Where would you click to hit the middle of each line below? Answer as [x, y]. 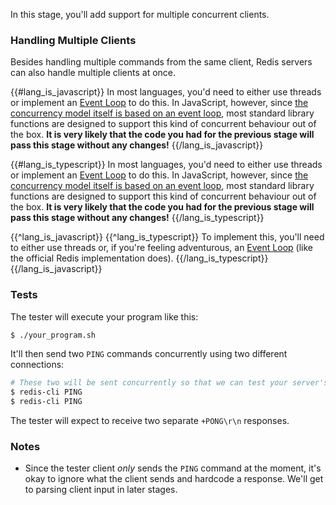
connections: [37, 365]
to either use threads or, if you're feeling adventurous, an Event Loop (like [161, 248]
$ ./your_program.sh [53, 335]
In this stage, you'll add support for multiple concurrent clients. [140, 14]
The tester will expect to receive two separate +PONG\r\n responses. [150, 421]
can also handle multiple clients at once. [93, 73]
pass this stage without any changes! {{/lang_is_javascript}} [137, 145]
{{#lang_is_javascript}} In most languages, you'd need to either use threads [166, 92]
